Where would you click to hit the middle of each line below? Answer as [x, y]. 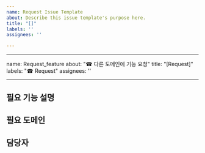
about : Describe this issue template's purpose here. [76, 18]
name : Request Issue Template [45, 12]
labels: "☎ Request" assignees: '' [49, 71]
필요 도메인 [26, 120]
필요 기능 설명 [31, 98]
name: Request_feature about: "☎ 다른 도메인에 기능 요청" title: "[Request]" [100, 64]
